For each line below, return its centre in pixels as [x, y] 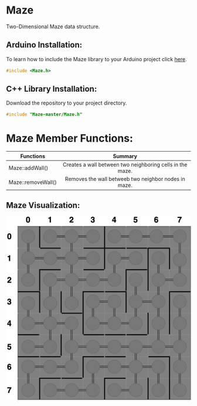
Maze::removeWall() [33, 182]
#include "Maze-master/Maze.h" [44, 115]
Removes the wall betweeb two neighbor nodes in [125, 179]
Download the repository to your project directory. [67, 103]
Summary [125, 156]
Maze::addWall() [28, 167]
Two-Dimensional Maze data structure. [53, 26]
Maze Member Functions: [70, 138]
